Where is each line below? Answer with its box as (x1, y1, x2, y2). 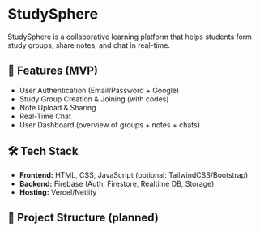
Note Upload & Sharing (19, 102, 96, 112)
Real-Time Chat (19, 111, 72, 121)
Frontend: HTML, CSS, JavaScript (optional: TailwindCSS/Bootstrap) (19, 170, 249, 179)
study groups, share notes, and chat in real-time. (7, 40, 171, 49)
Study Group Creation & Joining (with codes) (19, 94, 169, 104)
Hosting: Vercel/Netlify (19, 187, 97, 197)
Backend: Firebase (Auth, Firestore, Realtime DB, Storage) (19, 178, 215, 188)
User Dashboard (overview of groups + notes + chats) (19, 119, 200, 130)
